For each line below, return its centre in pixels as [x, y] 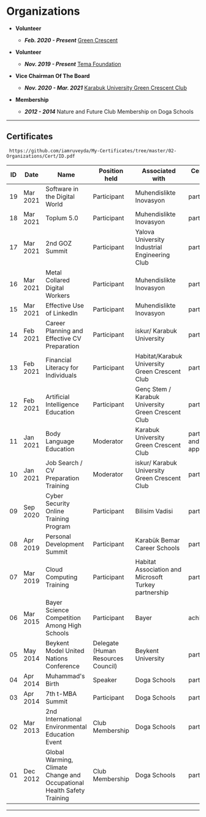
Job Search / [64, 463]
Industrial [149, 247]
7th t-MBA [61, 694]
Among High [63, 625]
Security [58, 503]
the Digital [60, 196]
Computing [62, 577]
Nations [57, 658]
